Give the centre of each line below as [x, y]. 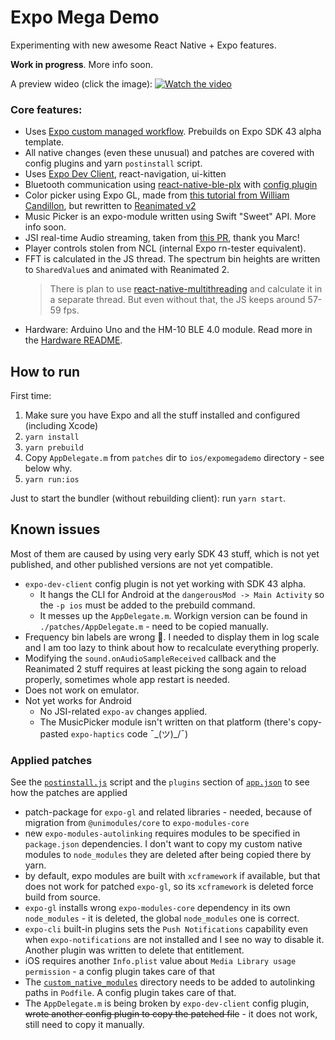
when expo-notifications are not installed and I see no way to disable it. [174, 940]
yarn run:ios [52, 480]
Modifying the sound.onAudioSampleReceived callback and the [150, 658]
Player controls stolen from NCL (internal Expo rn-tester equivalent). [165, 248]
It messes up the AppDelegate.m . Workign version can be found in [173, 615]
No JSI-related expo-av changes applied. [123, 711]
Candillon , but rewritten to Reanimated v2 [110, 206]
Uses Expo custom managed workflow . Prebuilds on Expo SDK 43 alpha [173, 132]
